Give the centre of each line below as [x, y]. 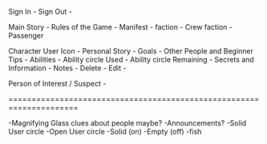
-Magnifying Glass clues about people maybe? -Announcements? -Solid [127, 123]
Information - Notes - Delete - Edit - [67, 68]
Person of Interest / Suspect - [57, 84]
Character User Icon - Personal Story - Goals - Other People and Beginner [131, 51]
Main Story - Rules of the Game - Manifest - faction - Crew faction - [120, 27]
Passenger [26, 36]
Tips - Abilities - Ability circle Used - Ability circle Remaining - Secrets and [131, 60]
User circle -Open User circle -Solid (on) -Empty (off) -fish [105, 132]
